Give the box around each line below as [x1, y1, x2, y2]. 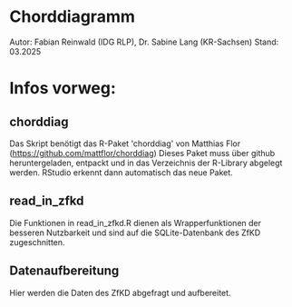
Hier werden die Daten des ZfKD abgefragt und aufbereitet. [9, 287, 231, 298]
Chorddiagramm [9, 6, 136, 27]
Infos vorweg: [9, 78, 116, 99]
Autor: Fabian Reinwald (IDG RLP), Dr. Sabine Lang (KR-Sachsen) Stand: [9, 36, 279, 47]
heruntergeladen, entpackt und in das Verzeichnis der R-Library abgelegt [9, 157, 283, 168]
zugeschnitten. [9, 236, 65, 247]
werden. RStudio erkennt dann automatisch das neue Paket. [9, 166, 233, 178]
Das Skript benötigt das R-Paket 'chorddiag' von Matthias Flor [9, 138, 241, 149]
